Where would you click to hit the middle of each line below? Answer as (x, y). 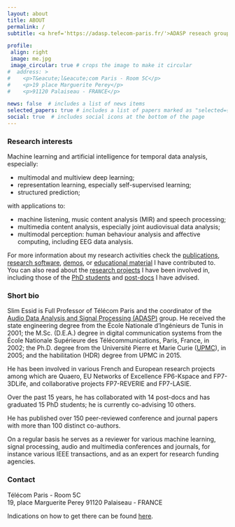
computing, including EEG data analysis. (75, 242)
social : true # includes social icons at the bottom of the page (106, 117)
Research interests (40, 141)
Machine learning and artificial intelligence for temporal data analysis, (107, 157)
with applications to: (36, 206)
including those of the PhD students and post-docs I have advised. (103, 277)
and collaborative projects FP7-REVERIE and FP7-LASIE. (110, 384)
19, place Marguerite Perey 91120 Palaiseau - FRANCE (85, 502)
